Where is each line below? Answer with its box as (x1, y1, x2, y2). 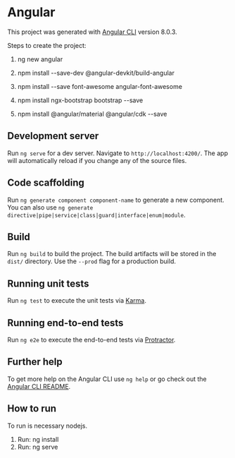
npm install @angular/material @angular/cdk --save (17, 109, 167, 118)
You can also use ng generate (7, 203, 94, 212)
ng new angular (17, 54, 63, 64)
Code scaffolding (7, 177, 84, 189)
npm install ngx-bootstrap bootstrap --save (17, 96, 144, 104)
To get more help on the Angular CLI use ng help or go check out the (7, 375, 207, 383)
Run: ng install (17, 435, 59, 443)
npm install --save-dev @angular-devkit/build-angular (17, 68, 174, 77)
